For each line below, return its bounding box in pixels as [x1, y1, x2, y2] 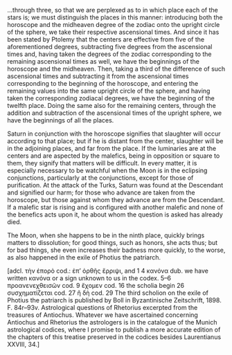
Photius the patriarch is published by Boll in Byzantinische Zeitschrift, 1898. [7, 296, 222, 304]
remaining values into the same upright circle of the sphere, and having [7, 87, 211, 95]
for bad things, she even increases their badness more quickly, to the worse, [7, 246, 226, 254]
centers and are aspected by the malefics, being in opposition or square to [7, 152, 220, 160]
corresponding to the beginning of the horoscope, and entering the [7, 80, 199, 87]
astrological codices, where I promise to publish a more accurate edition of [7, 325, 221, 334]
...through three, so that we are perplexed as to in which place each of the [7, 6, 218, 14]
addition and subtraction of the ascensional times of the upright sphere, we [7, 109, 222, 117]
